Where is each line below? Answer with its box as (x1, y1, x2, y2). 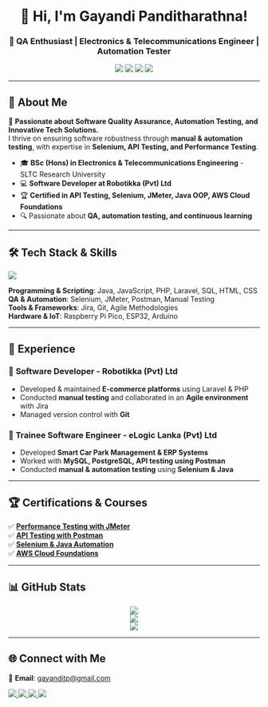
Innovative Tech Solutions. (8, 125, 99, 135)
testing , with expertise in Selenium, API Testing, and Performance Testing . (8, 142, 258, 152)
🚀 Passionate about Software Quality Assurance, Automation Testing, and (8, 117, 258, 126)
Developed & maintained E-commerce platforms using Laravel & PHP (19, 383, 249, 394)
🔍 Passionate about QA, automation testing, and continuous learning (19, 211, 253, 220)
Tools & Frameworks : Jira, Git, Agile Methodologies (8, 303, 179, 312)
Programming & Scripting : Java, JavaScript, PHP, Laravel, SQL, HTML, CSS (8, 286, 258, 296)
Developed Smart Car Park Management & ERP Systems (19, 447, 209, 458)
